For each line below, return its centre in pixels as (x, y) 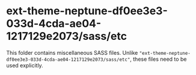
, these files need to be (158, 59)
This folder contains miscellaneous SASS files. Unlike (72, 52)
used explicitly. (25, 65)
